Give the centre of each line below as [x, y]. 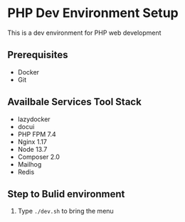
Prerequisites [38, 55]
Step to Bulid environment [66, 194]
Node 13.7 [32, 149]
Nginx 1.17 [32, 141]
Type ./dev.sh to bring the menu [65, 211]
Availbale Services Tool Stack [75, 102]
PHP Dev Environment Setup [93, 13]
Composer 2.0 [39, 157]
